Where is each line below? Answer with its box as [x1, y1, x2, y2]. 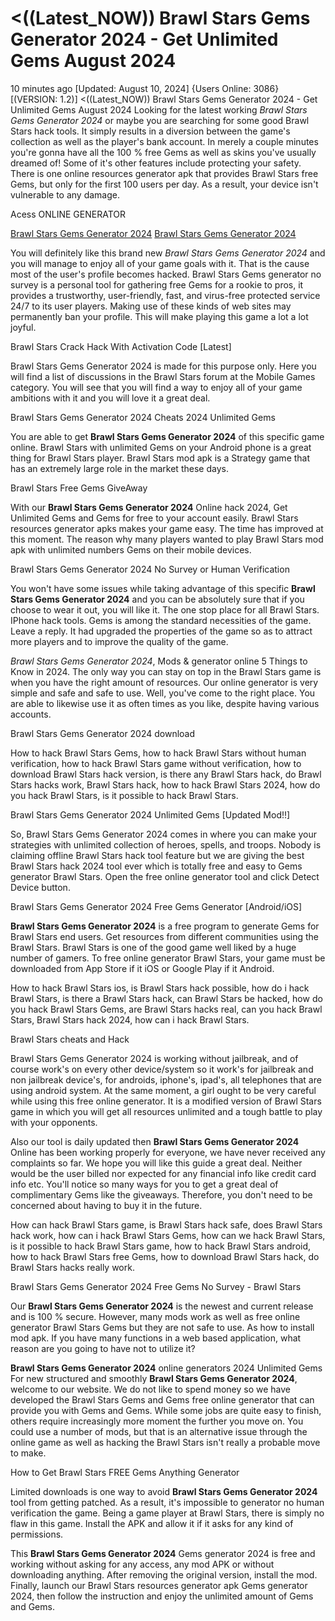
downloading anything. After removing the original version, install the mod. [10, 1568, 318, 1581]
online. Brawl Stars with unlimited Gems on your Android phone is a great [10, 441, 312, 453]
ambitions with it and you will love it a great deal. [10, 392, 211, 404]
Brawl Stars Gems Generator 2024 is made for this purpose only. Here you [10, 360, 317, 372]
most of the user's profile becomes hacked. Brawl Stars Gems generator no [10, 268, 322, 280]
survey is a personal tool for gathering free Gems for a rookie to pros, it [10, 278, 304, 291]
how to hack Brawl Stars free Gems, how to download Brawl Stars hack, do [10, 1250, 320, 1262]
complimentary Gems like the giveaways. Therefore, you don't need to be [10, 1188, 313, 1201]
